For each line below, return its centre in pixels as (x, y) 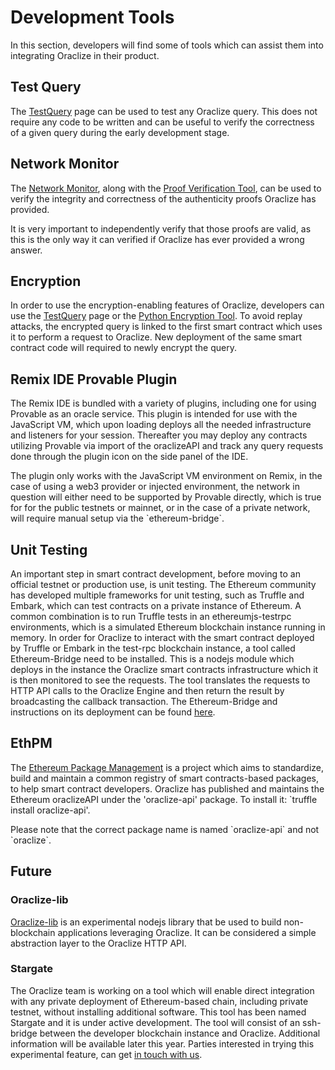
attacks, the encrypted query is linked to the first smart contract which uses (166, 327)
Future (31, 871)
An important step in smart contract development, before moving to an (156, 574)
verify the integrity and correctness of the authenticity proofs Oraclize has (163, 198)
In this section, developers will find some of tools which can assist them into (167, 45)
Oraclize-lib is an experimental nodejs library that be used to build (146, 922)
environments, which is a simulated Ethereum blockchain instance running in (168, 627)
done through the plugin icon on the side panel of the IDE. (129, 457)
